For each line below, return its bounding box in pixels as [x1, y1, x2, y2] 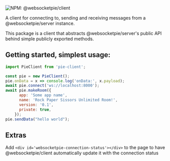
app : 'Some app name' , [18, 93, 68, 98]
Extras [5, 131, 27, 139]
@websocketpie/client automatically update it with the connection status [5, 150, 159, 156]
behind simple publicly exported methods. [5, 36, 94, 42]
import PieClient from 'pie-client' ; [5, 64, 86, 69]
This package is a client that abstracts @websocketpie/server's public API [5, 30, 162, 36]
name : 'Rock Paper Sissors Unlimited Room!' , [18, 98, 118, 103]
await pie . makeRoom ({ [5, 88, 52, 93]
